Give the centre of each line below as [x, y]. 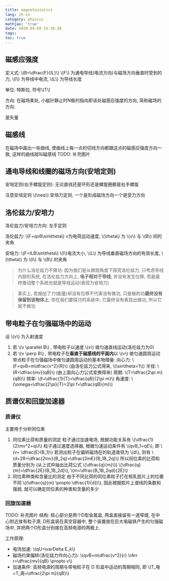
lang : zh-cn [18, 15]
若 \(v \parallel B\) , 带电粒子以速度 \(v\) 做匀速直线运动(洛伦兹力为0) [83, 347]
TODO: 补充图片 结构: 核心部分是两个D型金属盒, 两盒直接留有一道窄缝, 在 [80, 515]
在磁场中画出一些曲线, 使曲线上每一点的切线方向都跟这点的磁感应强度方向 [81, 148]
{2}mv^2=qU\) [27, 446]
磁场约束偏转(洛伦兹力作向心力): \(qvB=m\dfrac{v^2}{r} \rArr [75, 555]
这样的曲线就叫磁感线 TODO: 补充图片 [51, 154]
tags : [11, 33]
